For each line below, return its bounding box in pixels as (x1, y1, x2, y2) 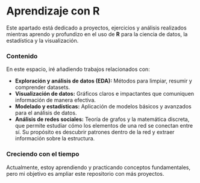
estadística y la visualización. (6, 37, 79, 44)
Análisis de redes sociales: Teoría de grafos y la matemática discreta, (14, 116, 190, 123)
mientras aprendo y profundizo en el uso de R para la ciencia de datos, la (6, 30, 188, 37)
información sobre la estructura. (14, 135, 95, 142)
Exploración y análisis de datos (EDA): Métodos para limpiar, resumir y (14, 77, 193, 85)
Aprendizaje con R (6, 4, 100, 18)
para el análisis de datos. (14, 110, 77, 117)
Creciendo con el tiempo (6, 150, 80, 158)
